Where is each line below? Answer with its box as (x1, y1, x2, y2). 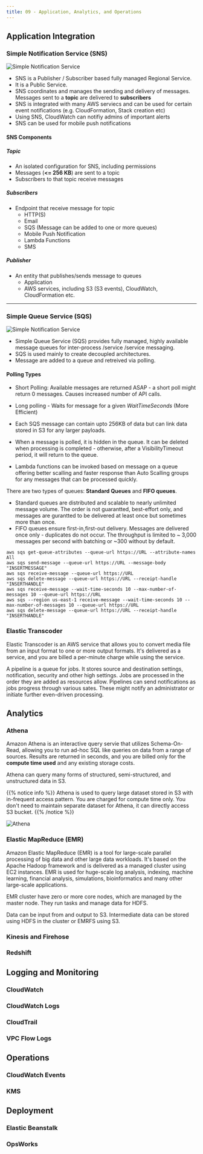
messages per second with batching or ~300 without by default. (14, 538, 175, 545)
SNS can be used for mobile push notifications (14, 120, 131, 127)
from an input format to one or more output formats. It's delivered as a (6, 647, 181, 654)
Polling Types (6, 370, 41, 378)
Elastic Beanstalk (6, 1124, 59, 1132)
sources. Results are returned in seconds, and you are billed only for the (6, 753, 186, 760)
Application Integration (6, 31, 95, 42)
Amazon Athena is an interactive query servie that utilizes (6, 740, 150, 747)
